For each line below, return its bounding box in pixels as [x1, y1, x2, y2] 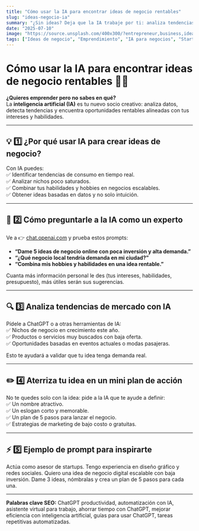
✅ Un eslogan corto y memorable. [6, 407, 89, 415]
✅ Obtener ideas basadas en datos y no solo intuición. [6, 191, 139, 198]
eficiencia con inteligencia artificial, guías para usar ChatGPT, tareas [6, 512, 173, 519]
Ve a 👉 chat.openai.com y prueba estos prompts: [6, 234, 129, 241]
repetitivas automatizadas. [6, 518, 71, 525]
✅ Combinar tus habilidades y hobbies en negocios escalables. [6, 184, 161, 191]
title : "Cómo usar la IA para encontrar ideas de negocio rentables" [6, 8, 182, 15]
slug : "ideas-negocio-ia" [6, 14, 70, 20]
